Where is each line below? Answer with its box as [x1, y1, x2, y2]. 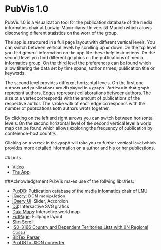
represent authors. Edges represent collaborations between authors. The [5, 90, 151, 96]
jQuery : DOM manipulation [12, 193, 66, 199]
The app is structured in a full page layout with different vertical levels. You [5, 39, 155, 45]
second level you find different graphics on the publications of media [5, 54, 143, 60]
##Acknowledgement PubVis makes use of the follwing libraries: [5, 179, 135, 184]
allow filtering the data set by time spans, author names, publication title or [5, 65, 155, 71]
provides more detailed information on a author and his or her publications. [5, 145, 155, 151]
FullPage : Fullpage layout [12, 214, 63, 219]
